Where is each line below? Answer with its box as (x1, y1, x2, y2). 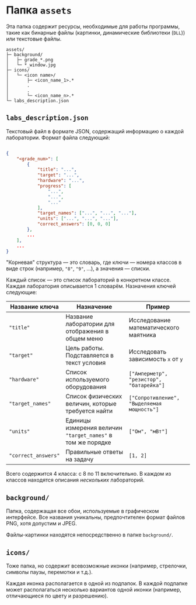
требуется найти (65, 407, 113, 415)
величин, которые (65, 400, 117, 408)
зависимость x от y (128, 355, 183, 363)
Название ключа (9, 302, 60, 311)
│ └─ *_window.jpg (6, 62, 57, 68)
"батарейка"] (128, 382, 165, 389)
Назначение (76, 302, 113, 311)
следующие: (6, 289, 37, 296)
